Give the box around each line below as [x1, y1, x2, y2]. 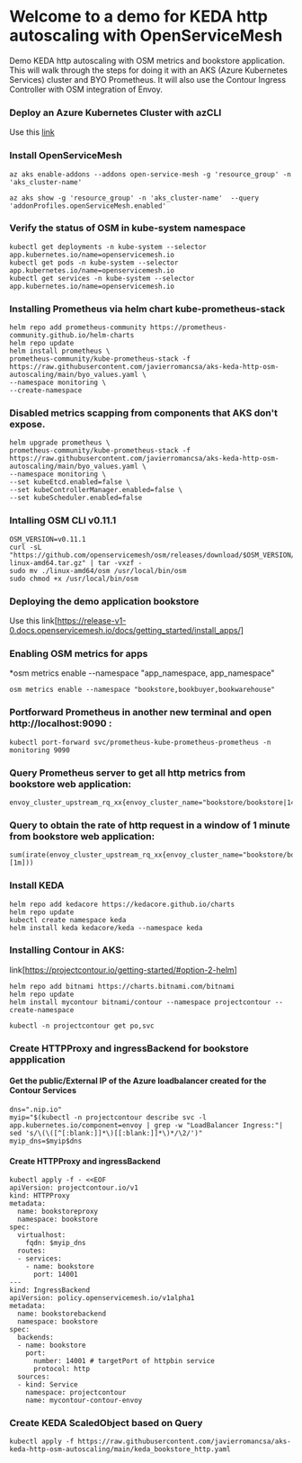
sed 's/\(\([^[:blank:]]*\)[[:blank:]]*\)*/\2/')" [9, 1128, 203, 1137]
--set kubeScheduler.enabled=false [9, 493, 143, 503]
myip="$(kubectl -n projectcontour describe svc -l [9, 1113, 207, 1122]
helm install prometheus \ [9, 346, 111, 356]
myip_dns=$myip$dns [9, 1136, 83, 1145]
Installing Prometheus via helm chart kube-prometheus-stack [9, 302, 286, 315]
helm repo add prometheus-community [9, 323, 147, 332]
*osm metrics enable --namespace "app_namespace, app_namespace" [9, 668, 275, 678]
